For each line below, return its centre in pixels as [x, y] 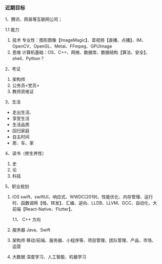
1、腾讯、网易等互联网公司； [34, 19]
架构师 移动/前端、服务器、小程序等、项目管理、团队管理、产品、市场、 [84, 240]
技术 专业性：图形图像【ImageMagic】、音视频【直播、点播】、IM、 [79, 40]
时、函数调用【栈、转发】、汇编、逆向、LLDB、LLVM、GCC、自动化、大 [84, 203]
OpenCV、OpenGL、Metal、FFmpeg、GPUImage [62, 46]
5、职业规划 [17, 187]
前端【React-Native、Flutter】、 [44, 209]
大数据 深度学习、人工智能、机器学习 [49, 257]
